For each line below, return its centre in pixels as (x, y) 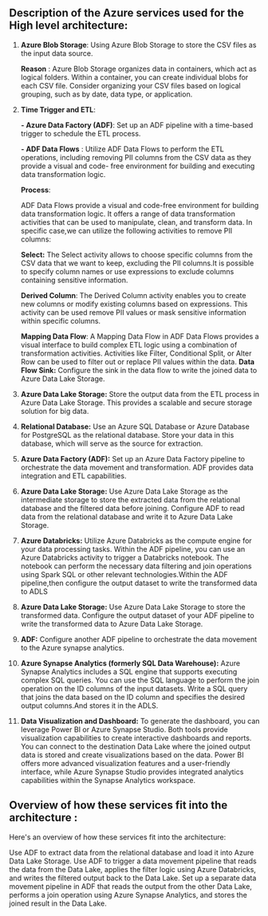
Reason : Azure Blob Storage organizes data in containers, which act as (139, 69)
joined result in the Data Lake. (58, 903)
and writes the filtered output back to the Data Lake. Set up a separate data (133, 878)
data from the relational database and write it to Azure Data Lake (127, 517)
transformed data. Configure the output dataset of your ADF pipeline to (137, 615)
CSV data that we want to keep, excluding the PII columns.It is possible (137, 263)
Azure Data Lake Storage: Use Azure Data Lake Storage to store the (133, 607)
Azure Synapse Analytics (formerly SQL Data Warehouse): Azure (130, 663)
